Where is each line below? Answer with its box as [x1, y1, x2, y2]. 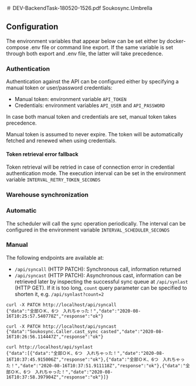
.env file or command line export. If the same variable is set [30, 43, 173, 51]
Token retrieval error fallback [6, 150, 79, 157]
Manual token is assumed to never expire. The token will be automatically [6, 131, 183, 138]
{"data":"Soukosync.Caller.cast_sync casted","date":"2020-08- [6, 328, 164, 334]
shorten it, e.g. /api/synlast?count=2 [14, 290, 104, 297]
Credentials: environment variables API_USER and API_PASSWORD [14, 102, 165, 109]
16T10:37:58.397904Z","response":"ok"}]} [6, 374, 109, 380]
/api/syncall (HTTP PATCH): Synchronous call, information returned [14, 266, 181, 273]
